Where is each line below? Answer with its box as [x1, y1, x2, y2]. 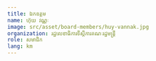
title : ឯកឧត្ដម [7, 10, 46, 18]
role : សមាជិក [7, 36, 44, 43]
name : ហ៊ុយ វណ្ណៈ [7, 17, 49, 24]
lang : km [7, 43, 33, 50]
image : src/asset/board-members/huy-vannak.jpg [7, 23, 150, 30]
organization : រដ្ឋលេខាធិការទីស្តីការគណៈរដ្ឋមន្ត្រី [7, 29, 116, 37]
